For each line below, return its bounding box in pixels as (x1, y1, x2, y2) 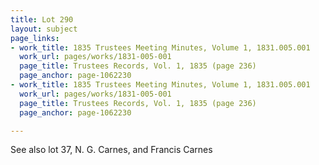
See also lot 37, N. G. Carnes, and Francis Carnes (10, 144, 213, 156)
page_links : (10, 33, 60, 43)
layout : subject (10, 24, 78, 34)
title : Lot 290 (10, 14, 74, 25)
